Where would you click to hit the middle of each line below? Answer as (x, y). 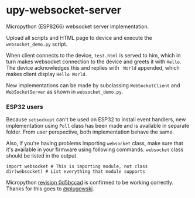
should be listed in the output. (42, 156)
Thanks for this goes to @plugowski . (50, 189)
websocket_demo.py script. (37, 44)
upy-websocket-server (64, 10)
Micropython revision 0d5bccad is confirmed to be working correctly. (90, 183)
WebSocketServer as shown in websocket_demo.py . (65, 91)
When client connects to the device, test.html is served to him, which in (93, 55)
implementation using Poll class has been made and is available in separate (98, 126)
